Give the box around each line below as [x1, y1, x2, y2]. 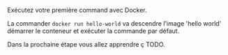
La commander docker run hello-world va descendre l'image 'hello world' [7, 19, 222, 27]
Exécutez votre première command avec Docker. [7, 6, 148, 14]
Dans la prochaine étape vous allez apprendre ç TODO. [7, 40, 165, 48]
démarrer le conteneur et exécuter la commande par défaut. [7, 27, 180, 35]
